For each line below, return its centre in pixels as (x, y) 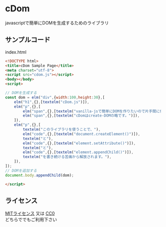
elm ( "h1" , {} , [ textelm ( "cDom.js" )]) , (52, 102)
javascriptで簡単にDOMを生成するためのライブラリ (57, 23)
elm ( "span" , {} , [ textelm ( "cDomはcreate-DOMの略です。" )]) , (81, 116)
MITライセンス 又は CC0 (30, 213)
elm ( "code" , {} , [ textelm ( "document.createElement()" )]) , (82, 134)
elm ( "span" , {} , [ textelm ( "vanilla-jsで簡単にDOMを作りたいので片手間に (91, 111)
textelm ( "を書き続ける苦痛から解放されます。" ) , (67, 157)
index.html (16, 52)
